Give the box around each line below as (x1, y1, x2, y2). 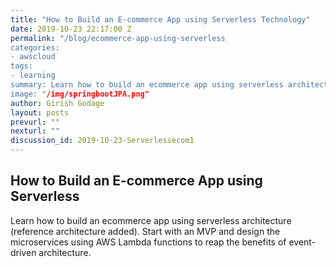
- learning (10, 71, 56, 81)
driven (10, 246, 37, 258)
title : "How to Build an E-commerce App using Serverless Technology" (10, 14, 311, 25)
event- (288, 236, 317, 248)
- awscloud (10, 52, 56, 62)
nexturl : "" (10, 126, 60, 136)
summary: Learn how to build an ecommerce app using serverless (10, 80, 284, 90)
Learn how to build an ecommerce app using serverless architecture (10, 214, 292, 226)
